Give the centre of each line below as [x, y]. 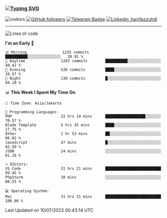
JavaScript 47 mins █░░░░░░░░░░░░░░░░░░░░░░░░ [83, 143]
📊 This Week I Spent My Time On [40, 93]
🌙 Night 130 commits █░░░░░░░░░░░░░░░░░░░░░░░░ [83, 79]
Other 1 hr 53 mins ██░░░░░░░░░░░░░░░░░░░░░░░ [83, 134]
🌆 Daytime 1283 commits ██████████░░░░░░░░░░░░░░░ [83, 61]
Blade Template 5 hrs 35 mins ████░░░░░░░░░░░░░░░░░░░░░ [83, 125]
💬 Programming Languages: [32, 112]
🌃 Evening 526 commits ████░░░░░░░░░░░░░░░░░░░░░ [83, 70]
